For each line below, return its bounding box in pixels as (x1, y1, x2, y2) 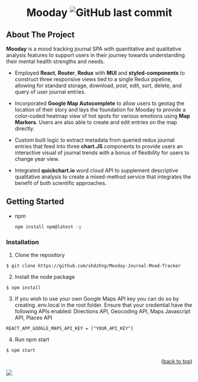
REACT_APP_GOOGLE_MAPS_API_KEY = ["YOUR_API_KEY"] (6, 325, 134, 332)
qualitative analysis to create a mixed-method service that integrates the (14, 173, 191, 180)
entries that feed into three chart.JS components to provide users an (14, 143, 183, 149)
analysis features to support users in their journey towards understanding (6, 52, 185, 59)
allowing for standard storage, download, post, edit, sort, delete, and (14, 82, 182, 89)
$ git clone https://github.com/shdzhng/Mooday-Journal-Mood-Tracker (6, 263, 181, 269)
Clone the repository (14, 251, 65, 258)
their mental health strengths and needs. (6, 58, 105, 65)
